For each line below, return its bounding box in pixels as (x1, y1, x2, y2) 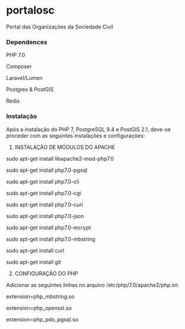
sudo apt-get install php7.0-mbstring (6, 235, 96, 242)
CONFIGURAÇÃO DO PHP (14, 270, 78, 277)
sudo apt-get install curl (6, 247, 65, 254)
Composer (6, 63, 32, 70)
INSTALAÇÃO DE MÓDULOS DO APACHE (14, 143, 116, 151)
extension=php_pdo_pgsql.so (6, 315, 79, 323)
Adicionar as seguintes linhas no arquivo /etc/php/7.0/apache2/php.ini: (6, 281, 180, 288)
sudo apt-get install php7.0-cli (6, 178, 79, 185)
